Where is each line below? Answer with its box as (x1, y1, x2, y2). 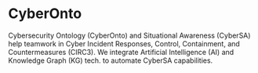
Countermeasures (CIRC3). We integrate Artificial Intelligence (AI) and (8, 47, 234, 57)
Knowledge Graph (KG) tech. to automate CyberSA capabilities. (8, 56, 213, 65)
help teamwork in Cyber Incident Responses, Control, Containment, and (8, 38, 241, 48)
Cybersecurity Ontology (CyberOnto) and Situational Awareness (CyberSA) (8, 31, 251, 40)
